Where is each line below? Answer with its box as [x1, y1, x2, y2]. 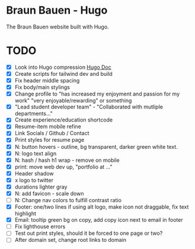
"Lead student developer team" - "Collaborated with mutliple [14, 103, 163, 110]
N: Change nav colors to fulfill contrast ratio [14, 197, 122, 203]
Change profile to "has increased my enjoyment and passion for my [14, 90, 180, 98]
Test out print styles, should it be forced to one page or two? [14, 229, 163, 237]
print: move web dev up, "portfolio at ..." [14, 163, 113, 170]
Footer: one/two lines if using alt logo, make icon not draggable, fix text [14, 203, 189, 210]
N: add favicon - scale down [14, 190, 84, 197]
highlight [14, 210, 37, 217]
